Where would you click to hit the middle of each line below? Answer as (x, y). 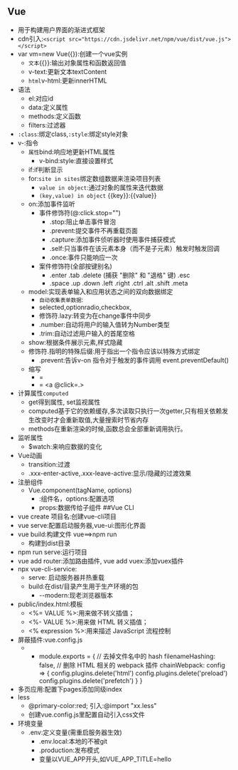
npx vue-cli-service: (47, 568)
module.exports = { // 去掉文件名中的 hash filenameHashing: (127, 656)
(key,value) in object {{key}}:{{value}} (98, 195)
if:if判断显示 (45, 170)
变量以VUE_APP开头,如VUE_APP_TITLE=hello (105, 759)
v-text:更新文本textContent (67, 71)
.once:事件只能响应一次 (84, 257)
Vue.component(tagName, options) (80, 490)
